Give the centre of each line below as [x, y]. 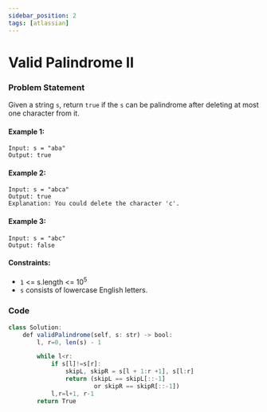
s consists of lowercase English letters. [84, 290]
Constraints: [29, 263]
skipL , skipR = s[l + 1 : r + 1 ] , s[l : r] [130, 371]
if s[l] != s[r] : [76, 364]
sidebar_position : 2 [43, 16]
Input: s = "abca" [39, 190]
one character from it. [44, 113]
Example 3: [27, 221]
